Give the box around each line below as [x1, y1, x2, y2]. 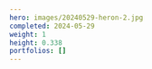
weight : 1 [9, 30, 47, 39]
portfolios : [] [9, 47, 67, 56]
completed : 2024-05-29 [9, 22, 95, 30]
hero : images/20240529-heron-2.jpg [9, 13, 144, 22]
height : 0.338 [9, 38, 63, 47]
